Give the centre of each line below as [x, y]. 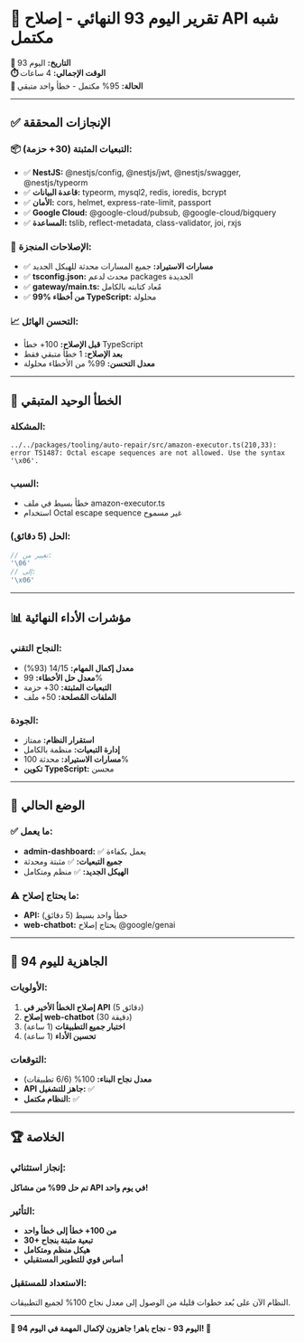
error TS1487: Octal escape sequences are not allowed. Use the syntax [147, 453]
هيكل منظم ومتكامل [57, 1249]
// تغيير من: [32, 555]
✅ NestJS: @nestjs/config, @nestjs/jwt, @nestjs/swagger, [132, 172]
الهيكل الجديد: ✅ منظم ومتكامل [76, 871]
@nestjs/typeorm [55, 182]
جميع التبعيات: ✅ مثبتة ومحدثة [73, 861]
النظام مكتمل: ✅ [51, 1099]
